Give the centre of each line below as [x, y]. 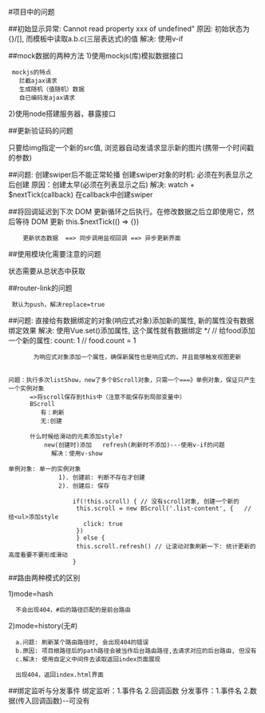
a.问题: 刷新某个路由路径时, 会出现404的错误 [82, 643]
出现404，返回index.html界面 [59, 675]
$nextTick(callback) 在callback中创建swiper [81, 195]
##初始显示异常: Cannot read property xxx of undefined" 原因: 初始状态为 [129, 29]
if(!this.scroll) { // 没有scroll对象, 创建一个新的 [156, 502]
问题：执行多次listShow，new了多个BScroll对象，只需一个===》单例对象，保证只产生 [132, 380]
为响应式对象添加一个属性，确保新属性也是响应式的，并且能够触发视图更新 [137, 357]
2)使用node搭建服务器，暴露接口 [62, 114]
